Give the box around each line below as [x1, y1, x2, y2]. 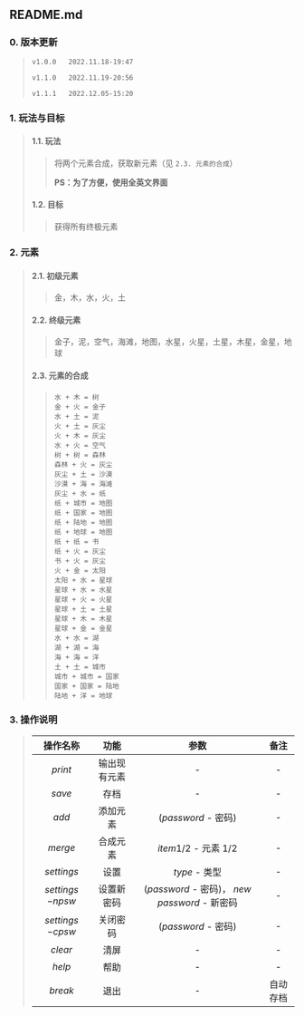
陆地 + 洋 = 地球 [53, 691, 113, 701]
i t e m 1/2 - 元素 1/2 [157, 842, 238, 855]
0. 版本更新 [9, 36, 58, 49]
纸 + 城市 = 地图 [53, 498, 113, 508]
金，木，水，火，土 [53, 292, 127, 303]
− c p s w [46, 924, 77, 937]
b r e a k [49, 983, 74, 996]
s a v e [51, 787, 72, 799]
